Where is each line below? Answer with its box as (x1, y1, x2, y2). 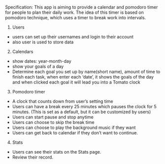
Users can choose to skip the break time (12, 120, 95, 125)
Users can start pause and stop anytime (12, 114, 94, 120)
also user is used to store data (12, 39, 74, 45)
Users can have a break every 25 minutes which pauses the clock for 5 (12, 104, 157, 109)
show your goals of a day (12, 64, 64, 69)
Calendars (12, 49, 33, 54)
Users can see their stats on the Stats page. (12, 149, 101, 155)
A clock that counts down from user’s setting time (12, 98, 113, 104)
